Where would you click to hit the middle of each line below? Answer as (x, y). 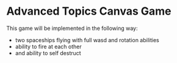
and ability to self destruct (48, 53)
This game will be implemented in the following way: (72, 28)
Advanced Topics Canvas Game (89, 11)
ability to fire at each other (48, 46)
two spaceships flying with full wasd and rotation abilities (87, 40)
